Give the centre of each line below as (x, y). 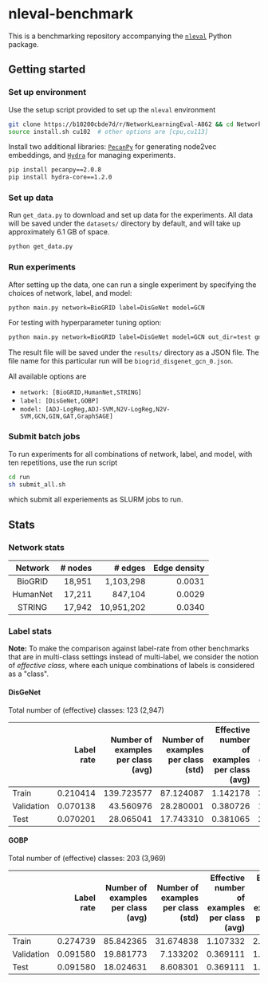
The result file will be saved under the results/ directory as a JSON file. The (134, 352)
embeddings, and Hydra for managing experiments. (92, 155)
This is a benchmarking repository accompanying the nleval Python (120, 36)
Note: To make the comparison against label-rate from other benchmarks (129, 649)
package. (24, 44)
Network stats (37, 547)
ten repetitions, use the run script (63, 462)
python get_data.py (41, 247)
